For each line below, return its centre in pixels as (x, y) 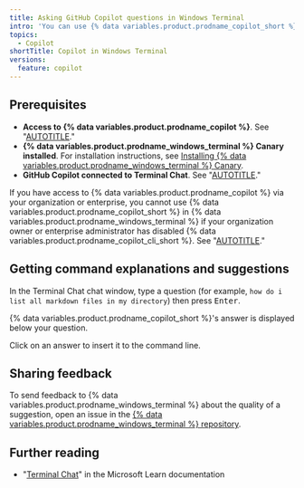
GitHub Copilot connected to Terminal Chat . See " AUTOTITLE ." (142, 175)
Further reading (54, 452)
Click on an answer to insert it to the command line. (105, 345)
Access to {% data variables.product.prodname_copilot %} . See (146, 127)
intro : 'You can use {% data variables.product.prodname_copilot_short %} (153, 26)
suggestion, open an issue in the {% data (86, 415)
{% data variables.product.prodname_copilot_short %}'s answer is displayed (152, 318)
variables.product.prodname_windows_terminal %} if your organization (142, 221)
